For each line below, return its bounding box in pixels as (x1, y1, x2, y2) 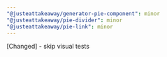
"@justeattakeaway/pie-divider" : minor (6, 17, 123, 24)
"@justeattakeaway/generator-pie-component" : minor (6, 10, 160, 17)
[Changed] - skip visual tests (6, 42, 90, 51)
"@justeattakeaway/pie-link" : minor (6, 23, 113, 30)
